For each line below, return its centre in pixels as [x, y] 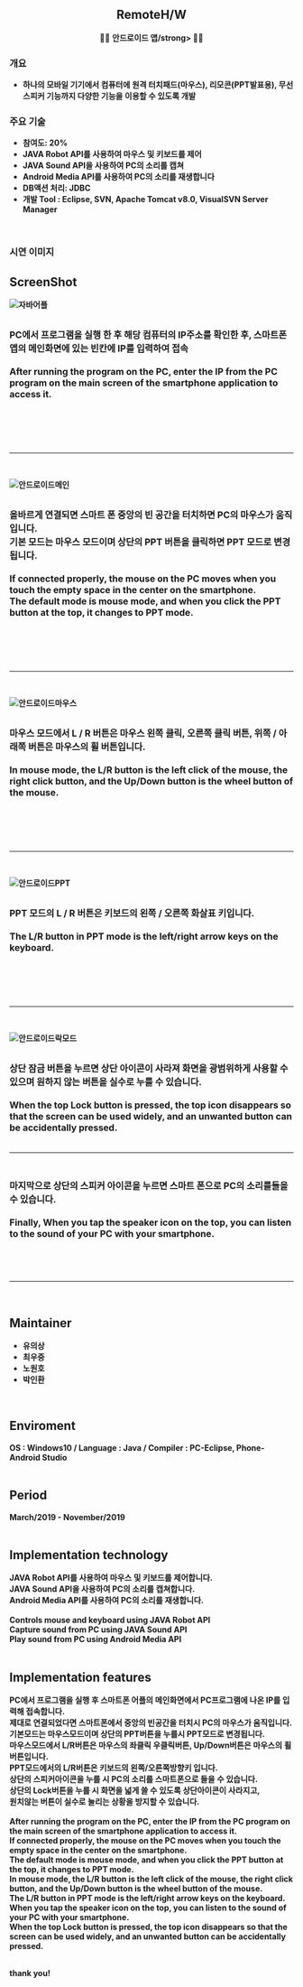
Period [28, 1495]
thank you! [30, 1973]
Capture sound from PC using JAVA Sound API [98, 1630]
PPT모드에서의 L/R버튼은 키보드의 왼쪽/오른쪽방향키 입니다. [114, 1768]
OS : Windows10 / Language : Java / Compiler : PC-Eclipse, [122, 1447]
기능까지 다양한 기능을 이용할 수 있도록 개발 [121, 96]
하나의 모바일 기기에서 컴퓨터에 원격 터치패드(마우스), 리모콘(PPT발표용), [150, 85]
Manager [40, 209]
